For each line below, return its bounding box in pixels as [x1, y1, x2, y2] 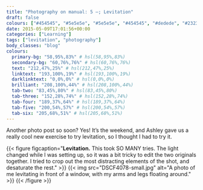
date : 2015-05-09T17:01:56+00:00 [6, 25, 91, 32]
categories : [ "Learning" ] [6, 31, 71, 38]
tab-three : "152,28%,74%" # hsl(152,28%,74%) [11, 93, 129, 99]
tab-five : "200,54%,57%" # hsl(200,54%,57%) [11, 104, 126, 111]
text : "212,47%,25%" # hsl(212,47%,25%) [11, 65, 115, 71]
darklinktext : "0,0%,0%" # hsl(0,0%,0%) [11, 76, 115, 82]
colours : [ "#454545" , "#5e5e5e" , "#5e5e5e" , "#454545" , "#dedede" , [6, 20, 180, 26]
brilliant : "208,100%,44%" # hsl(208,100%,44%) [11, 82, 134, 88]
